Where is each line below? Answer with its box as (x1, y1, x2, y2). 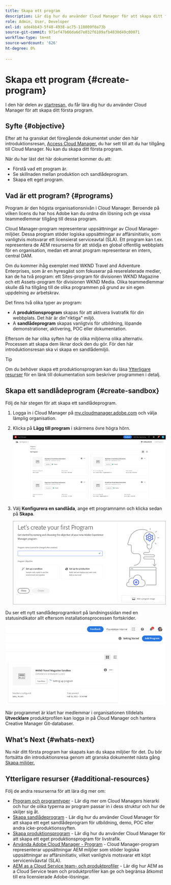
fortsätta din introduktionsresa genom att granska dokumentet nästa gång (5, 754, 160, 761)
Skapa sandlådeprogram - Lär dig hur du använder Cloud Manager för (12, 814, 160, 820)
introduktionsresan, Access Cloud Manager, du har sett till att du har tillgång (5, 141, 165, 147)
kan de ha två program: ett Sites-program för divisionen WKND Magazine (5, 273, 159, 280)
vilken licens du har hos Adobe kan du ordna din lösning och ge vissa (5, 211, 151, 217)
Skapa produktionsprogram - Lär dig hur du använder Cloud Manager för (12, 830, 166, 837)
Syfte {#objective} (5, 121, 65, 130)
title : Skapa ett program (5, 8, 60, 13)
